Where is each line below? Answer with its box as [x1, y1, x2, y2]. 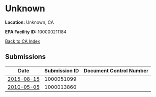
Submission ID [44, 67, 79, 74]
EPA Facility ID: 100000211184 [5, 29, 66, 34]
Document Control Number [83, 67, 149, 74]
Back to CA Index [5, 38, 40, 44]
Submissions [5, 53, 46, 61]
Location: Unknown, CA [5, 19, 54, 25]
